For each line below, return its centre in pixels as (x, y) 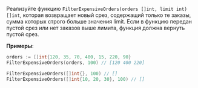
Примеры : (20, 46)
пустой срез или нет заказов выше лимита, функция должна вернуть (96, 28)
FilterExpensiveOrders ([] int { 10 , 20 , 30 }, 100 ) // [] (76, 79)
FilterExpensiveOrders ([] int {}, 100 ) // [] (62, 74)
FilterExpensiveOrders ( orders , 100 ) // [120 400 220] (76, 63)
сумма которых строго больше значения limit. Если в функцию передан (99, 21)
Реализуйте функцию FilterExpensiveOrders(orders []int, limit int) (97, 9)
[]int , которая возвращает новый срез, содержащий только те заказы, (99, 15)
